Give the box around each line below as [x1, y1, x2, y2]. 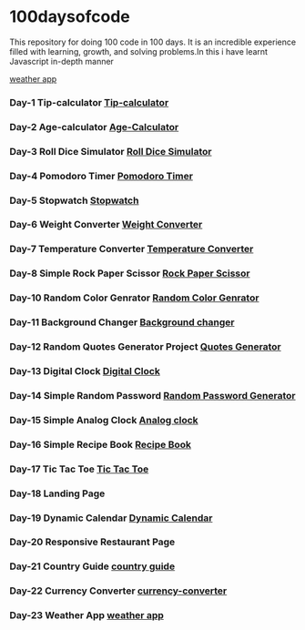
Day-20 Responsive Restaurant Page [9, 535, 176, 548]
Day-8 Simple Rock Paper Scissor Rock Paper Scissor [9, 267, 250, 279]
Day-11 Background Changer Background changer [9, 316, 235, 329]
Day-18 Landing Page [9, 487, 106, 500]
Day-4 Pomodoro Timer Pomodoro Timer [9, 169, 194, 182]
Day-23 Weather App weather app [9, 609, 164, 622]
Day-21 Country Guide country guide [9, 560, 176, 573]
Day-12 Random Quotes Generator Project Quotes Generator [9, 340, 281, 353]
